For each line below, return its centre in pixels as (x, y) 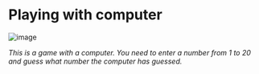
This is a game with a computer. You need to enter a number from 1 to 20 (130, 52)
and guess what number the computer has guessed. (95, 61)
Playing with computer (85, 15)
